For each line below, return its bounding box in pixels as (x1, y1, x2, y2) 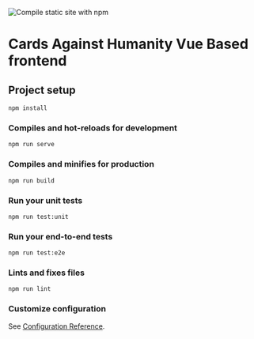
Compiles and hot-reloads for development (8, 122, 178, 134)
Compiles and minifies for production (8, 159, 154, 170)
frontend (8, 52, 67, 70)
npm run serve (8, 141, 55, 149)
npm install (8, 104, 47, 112)
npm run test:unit (8, 213, 69, 220)
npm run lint (8, 285, 51, 293)
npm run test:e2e (8, 249, 66, 257)
